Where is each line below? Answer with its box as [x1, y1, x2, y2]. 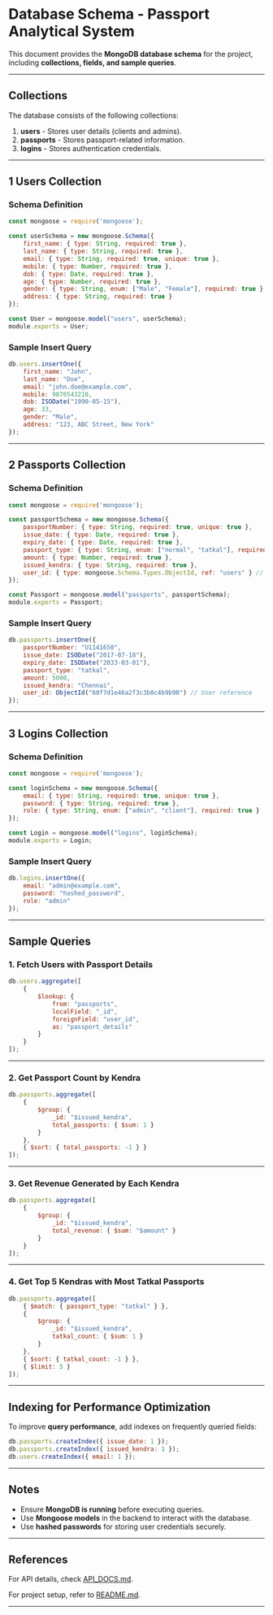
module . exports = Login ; [8, 836, 93, 845]
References [8, 1553, 68, 1567]
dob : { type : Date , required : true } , [23, 270, 154, 278]
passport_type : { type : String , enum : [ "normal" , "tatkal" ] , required [23, 545, 267, 554]
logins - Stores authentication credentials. [19, 143, 162, 153]
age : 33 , [23, 406, 53, 414]
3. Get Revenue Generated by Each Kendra [8, 1178, 180, 1189]
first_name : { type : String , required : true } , [23, 240, 187, 248]
